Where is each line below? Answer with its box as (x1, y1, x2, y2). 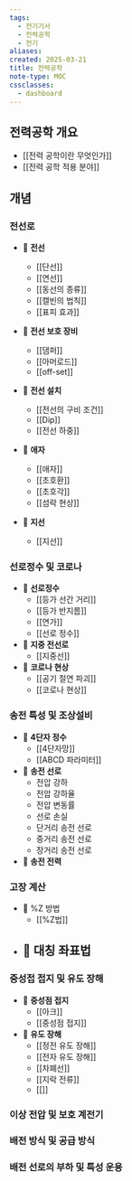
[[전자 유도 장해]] (35, 1051, 97, 1062)
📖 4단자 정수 (22, 731, 68, 742)
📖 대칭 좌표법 (22, 943, 92, 959)
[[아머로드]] (35, 356, 78, 367)
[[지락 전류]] (35, 1073, 80, 1084)
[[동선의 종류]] (35, 284, 88, 295)
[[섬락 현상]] (35, 498, 80, 508)
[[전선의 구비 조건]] (35, 404, 104, 415)
